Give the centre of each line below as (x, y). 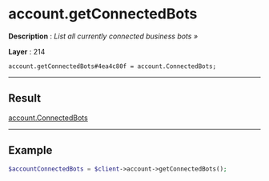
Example (30, 150)
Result (25, 98)
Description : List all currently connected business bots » (103, 36)
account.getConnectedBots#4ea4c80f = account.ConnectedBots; (112, 66)
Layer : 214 (27, 51)
